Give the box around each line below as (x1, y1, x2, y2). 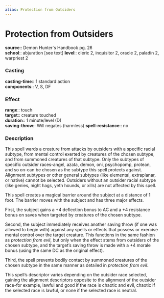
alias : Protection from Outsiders (5, 7, 76, 12)
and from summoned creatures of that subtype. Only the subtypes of (5, 157, 144, 163)
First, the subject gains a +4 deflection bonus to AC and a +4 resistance (5, 207, 150, 213)
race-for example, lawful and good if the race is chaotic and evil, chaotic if (5, 282, 155, 288)
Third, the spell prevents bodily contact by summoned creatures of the (5, 257, 148, 263)
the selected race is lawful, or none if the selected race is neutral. (5, 288, 137, 294)
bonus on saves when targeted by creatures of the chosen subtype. (5, 212, 142, 218)
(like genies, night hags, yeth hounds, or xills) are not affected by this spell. (5, 183, 157, 189)
